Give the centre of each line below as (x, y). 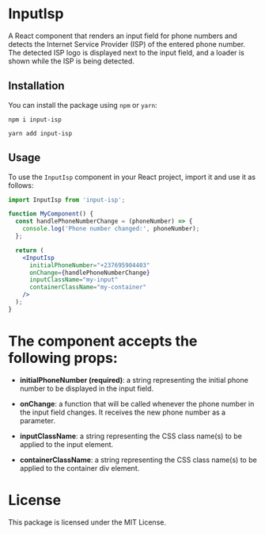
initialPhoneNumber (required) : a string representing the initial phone (134, 380)
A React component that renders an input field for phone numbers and (123, 36)
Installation (36, 86)
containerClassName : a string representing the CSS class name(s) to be (138, 460)
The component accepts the (103, 341)
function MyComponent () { (51, 214)
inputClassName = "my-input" (74, 280)
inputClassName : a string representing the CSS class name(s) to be (131, 436)
